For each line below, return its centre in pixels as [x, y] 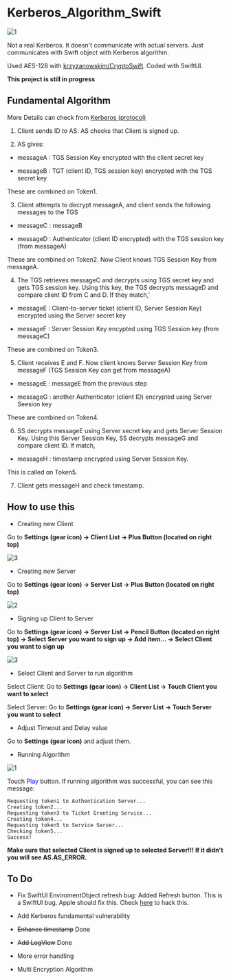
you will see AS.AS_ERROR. [47, 857]
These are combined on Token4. [53, 417]
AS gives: [31, 144]
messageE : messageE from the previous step [82, 383]
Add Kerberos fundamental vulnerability [74, 916]
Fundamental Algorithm [59, 101]
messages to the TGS [47, 212]
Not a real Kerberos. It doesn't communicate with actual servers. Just [106, 45]
